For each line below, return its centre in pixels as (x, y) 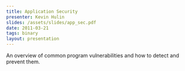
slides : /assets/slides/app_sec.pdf (51, 22)
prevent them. (23, 62)
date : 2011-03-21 (27, 28)
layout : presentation (33, 39)
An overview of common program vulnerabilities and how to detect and (92, 55)
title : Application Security (42, 11)
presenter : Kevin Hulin (35, 17)
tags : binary (22, 33)
